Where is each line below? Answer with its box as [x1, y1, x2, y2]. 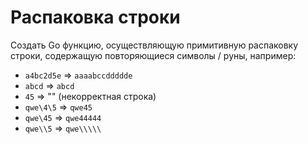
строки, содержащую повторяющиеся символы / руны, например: [10, 49, 297, 61]
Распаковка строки [10, 6, 181, 29]
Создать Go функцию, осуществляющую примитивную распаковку [10, 39, 299, 51]
